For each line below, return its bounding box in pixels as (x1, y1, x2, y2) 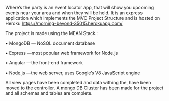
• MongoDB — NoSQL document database (5, 40, 95, 46)
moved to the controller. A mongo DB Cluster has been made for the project (5, 85, 164, 91)
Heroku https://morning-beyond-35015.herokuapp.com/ (5, 20, 123, 26)
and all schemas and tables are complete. (5, 90, 93, 96)
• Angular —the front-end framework (5, 60, 83, 65)
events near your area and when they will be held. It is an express (5, 10, 143, 16)
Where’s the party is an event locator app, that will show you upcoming (5, 5, 154, 10)
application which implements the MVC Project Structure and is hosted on (5, 15, 160, 21)
